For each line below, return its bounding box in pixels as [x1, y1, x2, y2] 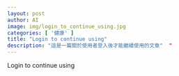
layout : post [7, 10, 45, 17]
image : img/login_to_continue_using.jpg [7, 23, 127, 30]
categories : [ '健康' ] [7, 29, 75, 37]
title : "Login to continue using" [7, 36, 108, 43]
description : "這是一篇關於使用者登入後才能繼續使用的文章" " [7, 42, 173, 49]
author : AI [7, 17, 39, 23]
